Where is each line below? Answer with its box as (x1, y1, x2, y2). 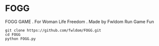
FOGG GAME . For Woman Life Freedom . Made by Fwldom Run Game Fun (5, 19, 155, 24)
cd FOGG (5, 32, 21, 37)
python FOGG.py (5, 36, 36, 41)
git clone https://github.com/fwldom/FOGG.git (5, 28, 101, 33)
